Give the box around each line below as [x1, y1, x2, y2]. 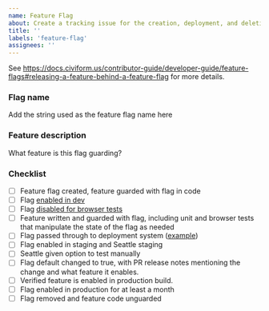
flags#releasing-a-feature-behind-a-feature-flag [8, 72, 170, 82]
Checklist [8, 168, 46, 179]
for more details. [171, 72, 225, 82]
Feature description [8, 130, 86, 141]
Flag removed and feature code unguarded [19, 293, 162, 303]
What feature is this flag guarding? [8, 148, 122, 157]
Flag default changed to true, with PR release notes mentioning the [19, 257, 241, 268]
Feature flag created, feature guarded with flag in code [19, 186, 202, 196]
